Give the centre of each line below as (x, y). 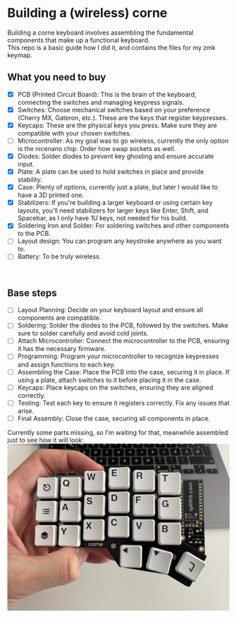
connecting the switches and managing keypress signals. (101, 102)
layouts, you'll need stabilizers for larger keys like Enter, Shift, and (113, 210)
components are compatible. (59, 318)
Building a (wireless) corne (87, 13)
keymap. (20, 55)
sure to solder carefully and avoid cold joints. (83, 333)
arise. (26, 410)
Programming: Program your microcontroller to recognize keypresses (118, 356)
